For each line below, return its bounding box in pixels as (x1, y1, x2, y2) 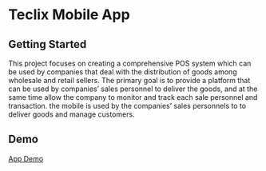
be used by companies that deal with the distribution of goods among (8, 67, 237, 77)
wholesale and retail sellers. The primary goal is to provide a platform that (8, 76, 251, 85)
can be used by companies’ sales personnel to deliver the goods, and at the (8, 84, 258, 93)
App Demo (8, 153, 44, 163)
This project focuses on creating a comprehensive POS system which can (8, 58, 252, 68)
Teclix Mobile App (8, 6, 130, 24)
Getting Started (8, 38, 87, 51)
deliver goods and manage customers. (8, 109, 135, 119)
